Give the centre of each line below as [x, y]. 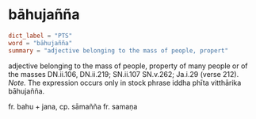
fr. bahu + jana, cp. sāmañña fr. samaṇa [73, 106]
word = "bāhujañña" [40, 43]
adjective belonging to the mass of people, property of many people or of [128, 66]
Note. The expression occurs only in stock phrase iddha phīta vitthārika [125, 83]
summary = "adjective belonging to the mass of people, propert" [118, 50]
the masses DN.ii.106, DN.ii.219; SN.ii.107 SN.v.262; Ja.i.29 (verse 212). [124, 74]
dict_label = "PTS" [40, 36]
